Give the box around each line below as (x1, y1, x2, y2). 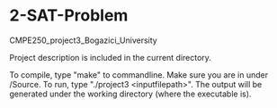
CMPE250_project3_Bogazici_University (9, 35, 157, 46)
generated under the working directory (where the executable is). (9, 88, 252, 99)
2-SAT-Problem (9, 5, 129, 26)
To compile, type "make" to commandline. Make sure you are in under (9, 69, 268, 80)
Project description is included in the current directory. (9, 52, 211, 62)
